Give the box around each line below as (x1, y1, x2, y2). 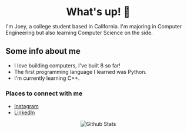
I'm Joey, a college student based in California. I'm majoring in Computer (5, 23, 182, 30)
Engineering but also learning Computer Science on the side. (5, 29, 153, 36)
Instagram (14, 103, 39, 110)
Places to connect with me (5, 89, 83, 98)
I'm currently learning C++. (14, 74, 80, 82)
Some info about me (5, 46, 81, 56)
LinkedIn (14, 109, 35, 116)
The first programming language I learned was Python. (14, 68, 147, 75)
